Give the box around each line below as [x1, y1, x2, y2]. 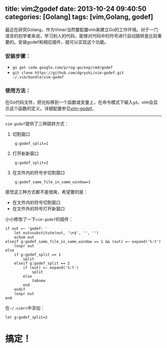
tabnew [31, 278, 46, 283]
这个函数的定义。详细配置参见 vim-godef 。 [9, 106, 96, 112]
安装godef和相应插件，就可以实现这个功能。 [18, 39, 109, 45]
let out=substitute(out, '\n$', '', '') [14, 230, 99, 236]
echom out [14, 235, 35, 240]
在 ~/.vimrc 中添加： [5, 305, 45, 311]
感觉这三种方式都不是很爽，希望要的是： [5, 189, 88, 195]
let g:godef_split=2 [5, 315, 48, 320]
